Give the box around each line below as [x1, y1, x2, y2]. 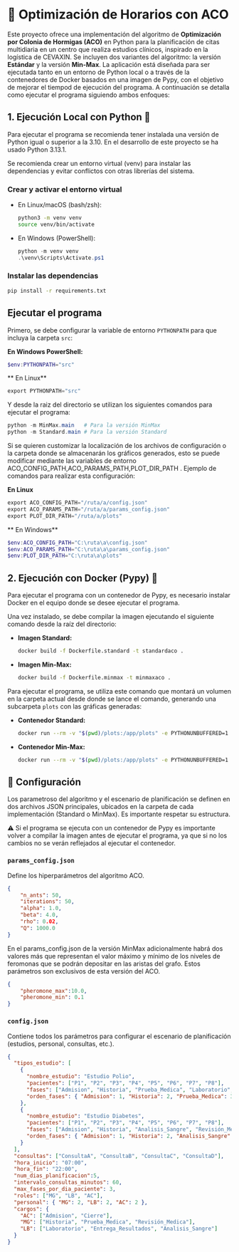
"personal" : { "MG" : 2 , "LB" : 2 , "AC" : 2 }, [14, 1199, 148, 1206]
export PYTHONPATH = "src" [7, 387, 81, 395]
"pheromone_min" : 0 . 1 [20, 993, 84, 1001]
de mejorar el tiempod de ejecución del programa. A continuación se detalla [7, 83, 230, 91]
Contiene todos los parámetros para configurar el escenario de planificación [7, 1032, 231, 1040]
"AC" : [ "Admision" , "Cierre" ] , [20, 1212, 113, 1219]
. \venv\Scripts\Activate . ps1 [17, 254, 105, 261]
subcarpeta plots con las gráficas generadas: [7, 701, 142, 711]
